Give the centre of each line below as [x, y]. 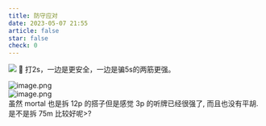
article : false [34, 30]
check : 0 [23, 46]
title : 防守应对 [33, 16]
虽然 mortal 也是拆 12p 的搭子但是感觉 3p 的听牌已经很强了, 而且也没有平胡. [133, 104]
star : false [28, 38]
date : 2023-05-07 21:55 [48, 23]
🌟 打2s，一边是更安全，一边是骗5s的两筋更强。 [97, 70]
